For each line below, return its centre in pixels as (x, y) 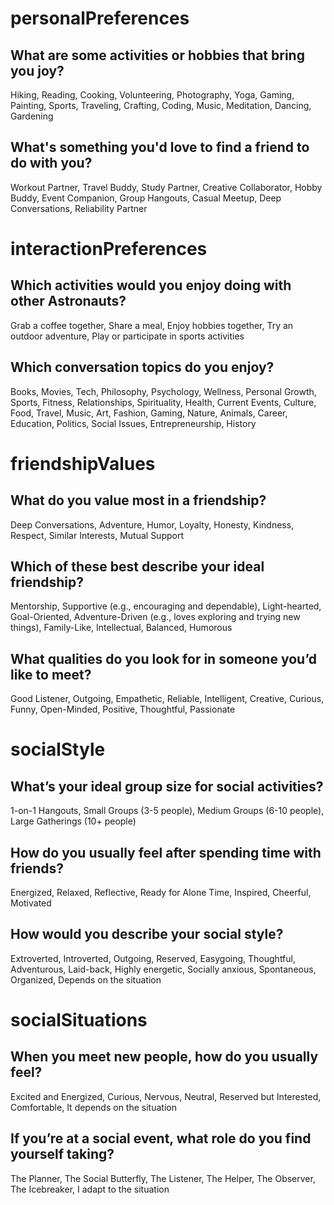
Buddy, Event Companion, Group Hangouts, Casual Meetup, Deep (146, 198)
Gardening (32, 116)
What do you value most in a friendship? (138, 500)
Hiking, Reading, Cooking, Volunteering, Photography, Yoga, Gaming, (152, 95)
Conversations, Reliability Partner (79, 208)
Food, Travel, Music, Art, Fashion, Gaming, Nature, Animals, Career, (149, 413)
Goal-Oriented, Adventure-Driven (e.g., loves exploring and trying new (155, 617)
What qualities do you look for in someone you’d (163, 658)
